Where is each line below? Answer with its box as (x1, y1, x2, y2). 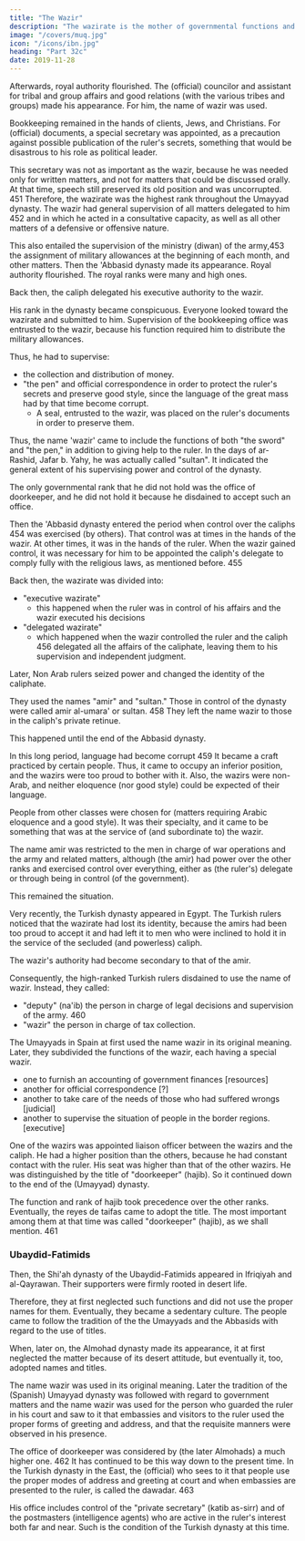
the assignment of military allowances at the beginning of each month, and (9, 250, 290, 261)
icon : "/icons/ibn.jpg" (9, 38, 100, 48)
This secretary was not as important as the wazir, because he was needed (9, 165, 289, 175)
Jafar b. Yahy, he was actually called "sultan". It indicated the (39, 455, 269, 465)
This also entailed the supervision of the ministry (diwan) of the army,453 (9, 241, 285, 251)
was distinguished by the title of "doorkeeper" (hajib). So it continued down (9, 1169, 292, 1180)
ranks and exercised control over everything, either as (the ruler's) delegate (9, 863, 293, 874)
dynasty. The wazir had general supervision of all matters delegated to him (9, 203, 290, 214)
